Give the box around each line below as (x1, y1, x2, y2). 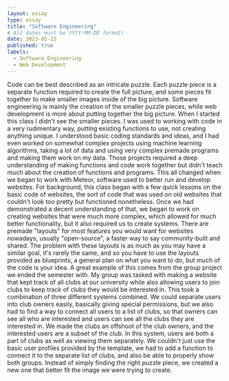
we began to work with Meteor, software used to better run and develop (7, 175, 211, 183)
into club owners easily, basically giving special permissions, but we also (7, 300, 214, 308)
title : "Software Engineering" (7, 23, 97, 30)
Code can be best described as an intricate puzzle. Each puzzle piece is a (7, 80, 217, 88)
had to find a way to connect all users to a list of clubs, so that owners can (7, 307, 218, 316)
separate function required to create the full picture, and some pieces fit (7, 87, 212, 96)
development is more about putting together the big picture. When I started (7, 110, 220, 118)
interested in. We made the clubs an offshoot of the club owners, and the (7, 322, 215, 330)
